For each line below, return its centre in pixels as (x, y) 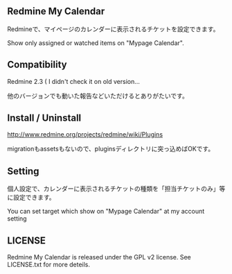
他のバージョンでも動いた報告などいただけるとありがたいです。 (98, 96)
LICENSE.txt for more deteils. (49, 265)
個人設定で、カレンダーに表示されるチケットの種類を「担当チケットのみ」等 (116, 189)
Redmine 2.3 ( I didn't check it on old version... (74, 81)
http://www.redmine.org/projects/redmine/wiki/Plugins (85, 135)
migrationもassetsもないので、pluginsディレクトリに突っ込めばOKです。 (111, 149)
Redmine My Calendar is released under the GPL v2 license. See (99, 257)
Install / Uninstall (44, 118)
